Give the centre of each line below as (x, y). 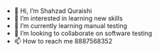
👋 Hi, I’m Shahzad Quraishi (53, 11)
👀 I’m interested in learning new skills (68, 18)
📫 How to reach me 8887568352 (63, 41)
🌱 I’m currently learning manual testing (71, 26)
